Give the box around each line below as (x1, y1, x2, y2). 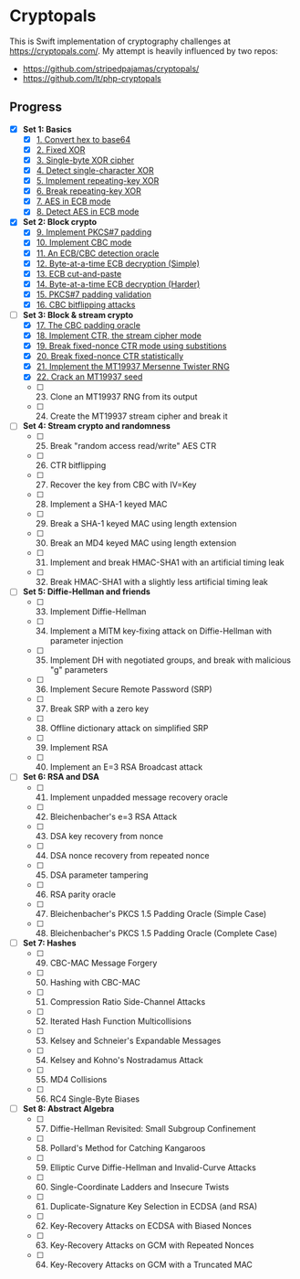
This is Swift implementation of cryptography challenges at (9, 36, 231, 47)
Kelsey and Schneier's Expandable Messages (49, 1035, 222, 1046)
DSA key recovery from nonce (49, 830, 164, 841)
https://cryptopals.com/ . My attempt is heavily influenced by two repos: (9, 45, 278, 56)
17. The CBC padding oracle (36, 319, 141, 330)
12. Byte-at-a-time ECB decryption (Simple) (36, 258, 201, 269)
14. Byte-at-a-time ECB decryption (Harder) (36, 278, 201, 289)
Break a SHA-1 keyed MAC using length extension (49, 518, 237, 529)
